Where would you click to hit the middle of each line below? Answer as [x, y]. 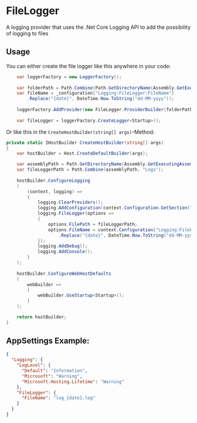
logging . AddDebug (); [62, 246]
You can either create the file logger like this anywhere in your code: [89, 66]
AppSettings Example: [48, 341]
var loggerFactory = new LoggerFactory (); [69, 77]
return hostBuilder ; [42, 317]
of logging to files [27, 33]
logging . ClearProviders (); [70, 202]
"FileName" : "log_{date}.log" [58, 398]
